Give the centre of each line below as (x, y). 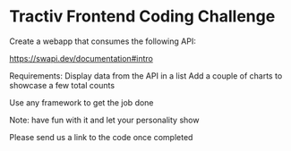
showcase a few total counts (62, 85)
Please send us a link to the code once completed (101, 137)
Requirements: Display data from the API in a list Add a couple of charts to (146, 75)
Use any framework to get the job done (81, 102)
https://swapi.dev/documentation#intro (81, 58)
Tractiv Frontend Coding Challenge (142, 17)
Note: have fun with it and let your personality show (104, 120)
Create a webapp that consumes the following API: (103, 41)
